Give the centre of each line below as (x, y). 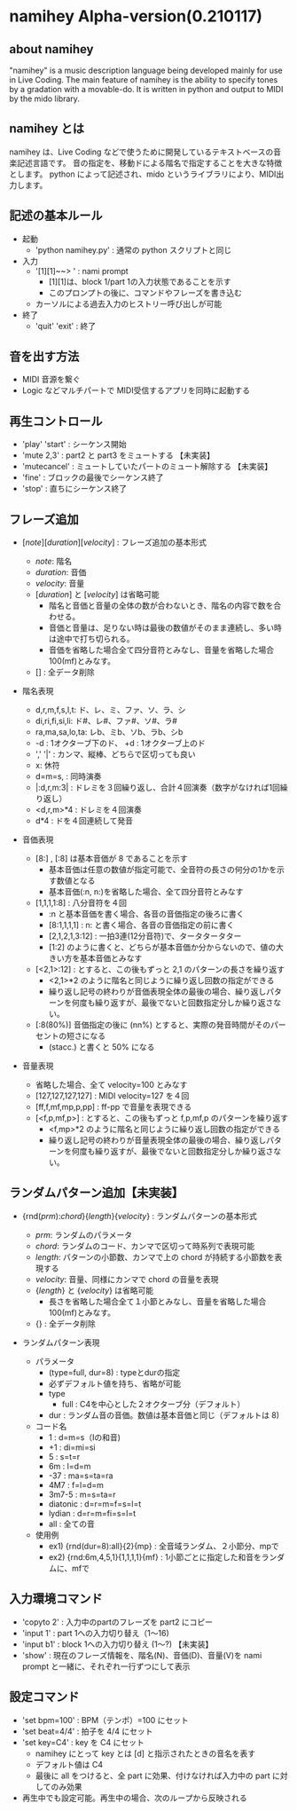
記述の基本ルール (56, 216)
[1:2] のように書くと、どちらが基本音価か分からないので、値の (162, 948)
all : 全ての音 (71, 1524)
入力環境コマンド (56, 1599)
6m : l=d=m (70, 1466)
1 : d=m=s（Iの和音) (85, 1437)
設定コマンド (44, 1697)
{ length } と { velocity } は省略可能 (94, 1290)
